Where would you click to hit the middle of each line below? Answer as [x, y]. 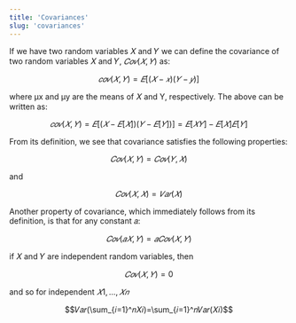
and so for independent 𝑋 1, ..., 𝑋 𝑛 [69, 291]
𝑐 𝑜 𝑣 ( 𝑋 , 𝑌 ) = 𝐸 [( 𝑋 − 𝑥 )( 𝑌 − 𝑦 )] [149, 79]
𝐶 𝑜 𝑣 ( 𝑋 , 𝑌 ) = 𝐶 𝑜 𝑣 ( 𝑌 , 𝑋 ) [149, 158]
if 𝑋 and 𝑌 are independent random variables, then [101, 256]
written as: [28, 106]
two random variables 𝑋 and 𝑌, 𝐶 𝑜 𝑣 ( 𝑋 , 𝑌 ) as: [90, 61]
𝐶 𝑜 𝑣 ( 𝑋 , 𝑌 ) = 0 [149, 274]
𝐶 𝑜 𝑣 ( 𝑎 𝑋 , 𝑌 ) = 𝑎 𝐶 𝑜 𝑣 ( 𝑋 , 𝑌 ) [149, 238]
